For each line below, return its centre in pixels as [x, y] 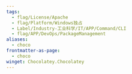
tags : [13, 12]
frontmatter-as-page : [33, 51]
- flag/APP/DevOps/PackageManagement [59, 34]
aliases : [17, 39]
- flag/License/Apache [40, 17]
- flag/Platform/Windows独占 [47, 23]
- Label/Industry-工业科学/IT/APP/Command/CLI [69, 28]
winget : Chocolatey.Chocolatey [45, 61]
